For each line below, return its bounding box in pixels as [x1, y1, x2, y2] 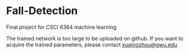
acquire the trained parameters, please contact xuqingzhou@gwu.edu [6, 41, 178, 48]
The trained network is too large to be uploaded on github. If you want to [6, 35, 184, 42]
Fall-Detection [6, 4, 78, 18]
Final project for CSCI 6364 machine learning [6, 23, 117, 31]
